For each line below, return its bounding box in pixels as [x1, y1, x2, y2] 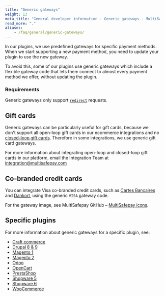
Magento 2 [12, 254, 34, 260]
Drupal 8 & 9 [12, 244, 38, 250]
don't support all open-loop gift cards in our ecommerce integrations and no [5, 130, 160, 135]
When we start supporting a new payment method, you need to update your [5, 49, 159, 54]
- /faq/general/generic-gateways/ [14, 30, 84, 35]
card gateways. [5, 140, 36, 146]
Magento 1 [12, 249, 33, 255]
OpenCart [12, 265, 32, 270]
